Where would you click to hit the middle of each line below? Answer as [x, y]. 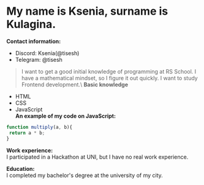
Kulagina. [31, 24]
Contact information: [34, 41]
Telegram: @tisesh [39, 59]
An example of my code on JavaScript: [66, 116]
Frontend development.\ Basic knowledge [75, 85]
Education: [21, 168]
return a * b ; [27, 133]
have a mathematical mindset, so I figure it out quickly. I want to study [109, 78]
